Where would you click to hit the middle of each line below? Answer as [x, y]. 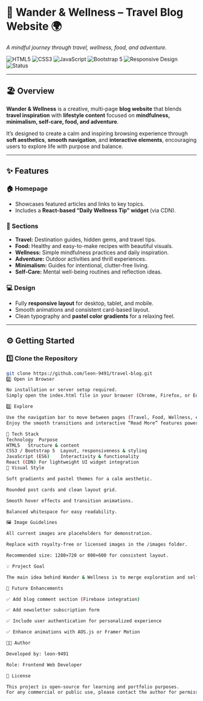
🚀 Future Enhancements [35, 588]
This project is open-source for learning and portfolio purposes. [93, 687]
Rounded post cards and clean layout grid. [62, 490]
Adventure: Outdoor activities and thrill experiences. [81, 259]
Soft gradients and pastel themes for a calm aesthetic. [79, 478]
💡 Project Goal [26, 566]
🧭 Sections [22, 226]
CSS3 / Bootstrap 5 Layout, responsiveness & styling [77, 451]
